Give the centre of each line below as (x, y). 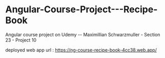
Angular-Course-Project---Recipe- (81, 9)
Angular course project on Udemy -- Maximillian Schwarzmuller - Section (83, 34)
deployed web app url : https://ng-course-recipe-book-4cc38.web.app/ (81, 50)
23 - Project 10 (21, 40)
